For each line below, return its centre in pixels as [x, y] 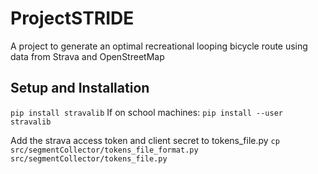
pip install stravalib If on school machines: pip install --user [146, 112]
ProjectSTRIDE [72, 18]
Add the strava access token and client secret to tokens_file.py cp [145, 140]
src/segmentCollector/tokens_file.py [89, 158]
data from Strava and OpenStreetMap [87, 56]
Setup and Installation [80, 88]
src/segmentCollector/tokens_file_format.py [104, 150]
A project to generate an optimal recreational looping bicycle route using [159, 46]
